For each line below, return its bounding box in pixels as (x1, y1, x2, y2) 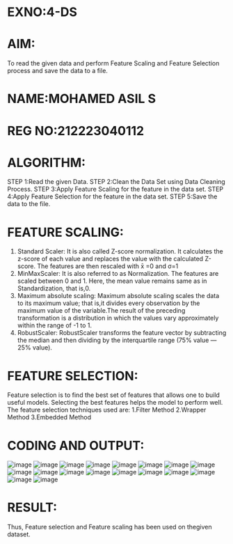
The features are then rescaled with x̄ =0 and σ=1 (37, 262, 179, 270)
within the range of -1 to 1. (17, 321, 93, 329)
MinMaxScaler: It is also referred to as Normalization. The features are (17, 270, 219, 278)
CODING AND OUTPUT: (7, 437, 145, 453)
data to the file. (7, 200, 51, 208)
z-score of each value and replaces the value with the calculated (17, 255, 204, 263)
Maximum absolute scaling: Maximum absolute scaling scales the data (17, 292, 220, 300)
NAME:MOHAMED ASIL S (7, 91, 156, 107)
